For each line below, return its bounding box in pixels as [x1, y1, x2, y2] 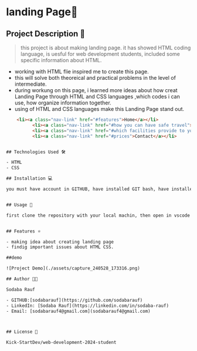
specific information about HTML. [20, 57, 102, 63]
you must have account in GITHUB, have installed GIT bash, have [6, 186, 169, 192]
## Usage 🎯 [6, 202, 33, 208]
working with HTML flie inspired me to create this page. [14, 68, 149, 75]
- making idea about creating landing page [6, 239, 114, 245]
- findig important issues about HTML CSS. [6, 244, 114, 250]
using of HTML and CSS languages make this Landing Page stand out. [14, 106, 185, 112]
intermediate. [14, 80, 47, 87]
